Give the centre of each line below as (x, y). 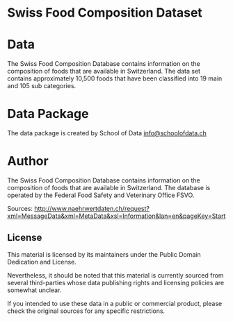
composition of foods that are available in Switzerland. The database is (109, 188)
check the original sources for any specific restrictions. (86, 311)
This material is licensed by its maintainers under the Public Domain (104, 254)
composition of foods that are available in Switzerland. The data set (104, 71)
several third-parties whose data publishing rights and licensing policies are (116, 282)
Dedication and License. (42, 262)
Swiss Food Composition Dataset (105, 13)
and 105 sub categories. (42, 86)
